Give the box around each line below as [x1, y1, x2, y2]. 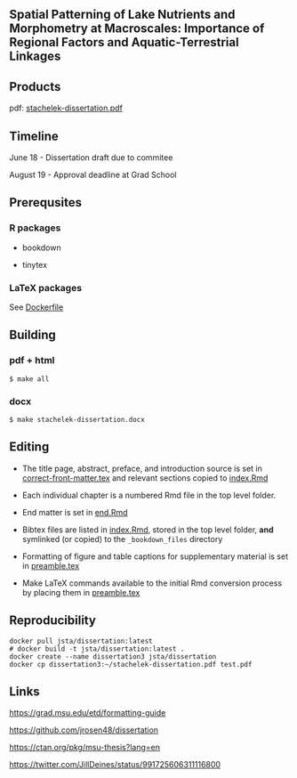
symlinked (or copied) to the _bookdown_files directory [21, 533, 223, 544]
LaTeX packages [9, 281, 83, 294]
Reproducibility [9, 613, 96, 628]
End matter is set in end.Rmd [21, 507, 128, 517]
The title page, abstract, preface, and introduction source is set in [21, 463, 262, 474]
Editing [9, 440, 50, 455]
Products [9, 79, 61, 94]
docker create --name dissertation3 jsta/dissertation [9, 652, 217, 661]
